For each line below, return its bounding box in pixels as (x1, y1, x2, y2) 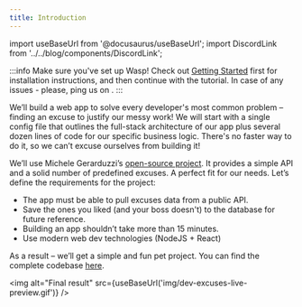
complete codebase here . (9, 259, 105, 271)
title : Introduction (9, 13, 87, 23)
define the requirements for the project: (9, 177, 156, 188)
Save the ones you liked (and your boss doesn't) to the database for (22, 204, 275, 215)
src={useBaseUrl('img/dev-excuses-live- (94, 277, 248, 288)
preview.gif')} (9, 286, 59, 298)
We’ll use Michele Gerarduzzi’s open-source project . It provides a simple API (9, 157, 294, 168)
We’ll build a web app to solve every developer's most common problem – (9, 101, 284, 113)
